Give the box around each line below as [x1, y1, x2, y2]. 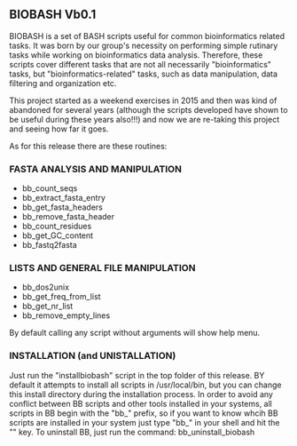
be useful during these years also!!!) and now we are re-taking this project [9, 114, 280, 124]
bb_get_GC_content [21, 230, 94, 241]
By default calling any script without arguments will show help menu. [9, 328, 261, 338]
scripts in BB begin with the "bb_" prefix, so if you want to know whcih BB [9, 408, 278, 418]
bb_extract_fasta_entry [21, 193, 106, 203]
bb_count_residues [21, 221, 92, 232]
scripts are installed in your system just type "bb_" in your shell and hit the [9, 417, 281, 427]
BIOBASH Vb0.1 [9, 7, 97, 22]
